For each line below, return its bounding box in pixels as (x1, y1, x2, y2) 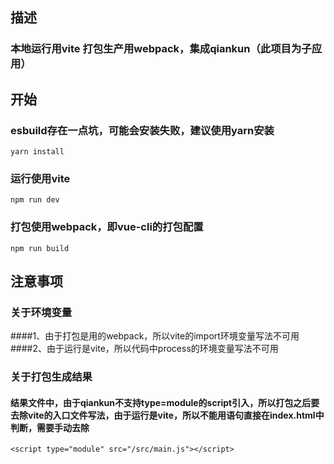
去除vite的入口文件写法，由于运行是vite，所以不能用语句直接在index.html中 (10, 409, 325, 421)
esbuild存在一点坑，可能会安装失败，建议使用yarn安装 (10, 123, 275, 137)
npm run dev (10, 195, 60, 205)
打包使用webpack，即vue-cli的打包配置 (10, 220, 204, 234)
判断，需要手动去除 (10, 421, 90, 433)
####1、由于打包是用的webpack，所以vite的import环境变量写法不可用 (10, 330, 300, 342)
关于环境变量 (10, 305, 73, 319)
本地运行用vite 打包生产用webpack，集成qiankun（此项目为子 (10, 42, 312, 56)
